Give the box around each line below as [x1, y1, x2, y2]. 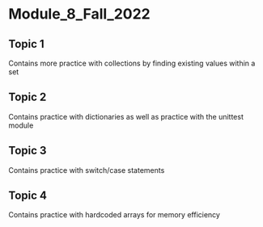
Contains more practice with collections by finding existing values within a [8, 58, 256, 68]
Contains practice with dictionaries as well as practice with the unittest [8, 111, 244, 121]
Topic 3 [8, 144, 47, 158]
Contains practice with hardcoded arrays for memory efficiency [8, 210, 221, 220]
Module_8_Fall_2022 [8, 5, 151, 23]
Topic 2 [8, 90, 47, 104]
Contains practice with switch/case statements [8, 165, 165, 174]
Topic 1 [8, 37, 45, 51]
